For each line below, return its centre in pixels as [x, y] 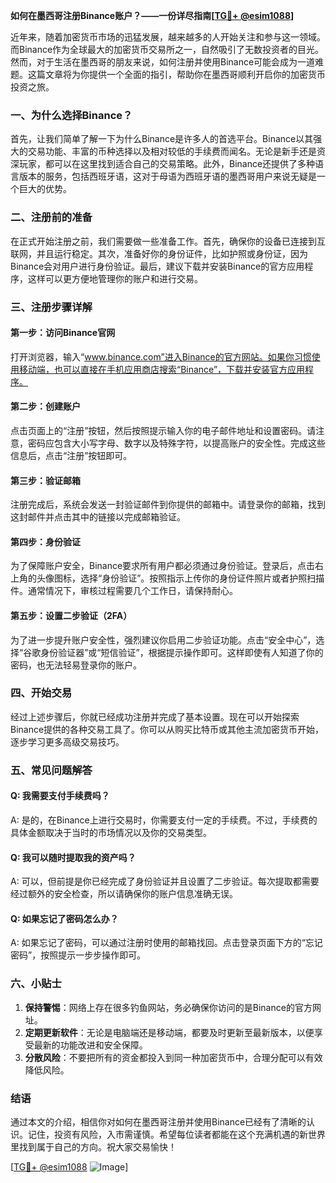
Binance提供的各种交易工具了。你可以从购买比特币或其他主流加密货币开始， [167, 729]
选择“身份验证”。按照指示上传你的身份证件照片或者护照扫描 [202, 578]
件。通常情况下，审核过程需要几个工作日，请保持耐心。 [124, 591]
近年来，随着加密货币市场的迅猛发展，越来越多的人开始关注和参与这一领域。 [168, 37]
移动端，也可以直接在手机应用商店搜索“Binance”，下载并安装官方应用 [162, 369]
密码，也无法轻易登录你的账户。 [76, 665]
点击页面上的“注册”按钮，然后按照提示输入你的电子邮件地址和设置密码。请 [163, 430]
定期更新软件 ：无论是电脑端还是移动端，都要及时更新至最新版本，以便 [169, 1032]
